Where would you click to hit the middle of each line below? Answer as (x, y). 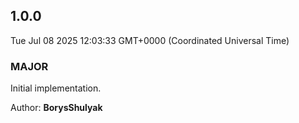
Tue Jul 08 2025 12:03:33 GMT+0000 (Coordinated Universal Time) (150, 40)
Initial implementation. (56, 88)
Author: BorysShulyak (56, 108)
